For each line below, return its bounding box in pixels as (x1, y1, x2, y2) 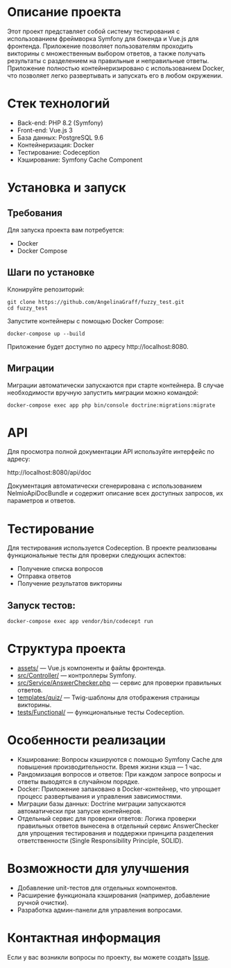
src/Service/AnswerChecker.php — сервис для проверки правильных (17, 679, 222, 687)
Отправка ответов (17, 572, 71, 580)
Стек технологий (7, 96, 110, 112)
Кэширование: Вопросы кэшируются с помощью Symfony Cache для (17, 756, 223, 764)
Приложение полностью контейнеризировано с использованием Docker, (7, 64, 225, 72)
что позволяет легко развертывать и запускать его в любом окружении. (7, 71, 223, 80)
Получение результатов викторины (17, 579, 123, 588)
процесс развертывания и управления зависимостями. (17, 792, 182, 801)
